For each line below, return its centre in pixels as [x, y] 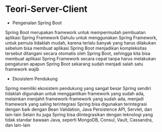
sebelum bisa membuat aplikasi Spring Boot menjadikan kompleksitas [76, 48]
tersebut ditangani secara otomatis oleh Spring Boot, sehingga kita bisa [78, 53]
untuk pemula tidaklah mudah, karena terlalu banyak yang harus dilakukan [81, 43]
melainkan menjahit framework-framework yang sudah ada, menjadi [75, 99]
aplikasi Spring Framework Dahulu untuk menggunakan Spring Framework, [81, 38]
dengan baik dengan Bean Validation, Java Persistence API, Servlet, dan [79, 109]
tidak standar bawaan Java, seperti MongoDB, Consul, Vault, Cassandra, [79, 120]
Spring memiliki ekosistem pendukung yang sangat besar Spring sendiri [78, 88]
